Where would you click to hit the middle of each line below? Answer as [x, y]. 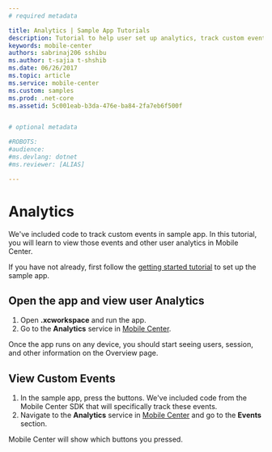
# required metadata [43, 16]
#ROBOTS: [23, 142]
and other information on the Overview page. [83, 353]
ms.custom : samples [41, 91]
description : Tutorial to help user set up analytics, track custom [126, 38]
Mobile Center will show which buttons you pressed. [96, 439]
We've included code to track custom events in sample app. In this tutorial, [133, 234]
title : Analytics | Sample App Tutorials [79, 30]
